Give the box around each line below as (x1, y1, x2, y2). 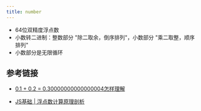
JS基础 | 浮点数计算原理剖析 (14, 98, 85, 106)
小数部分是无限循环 (14, 49, 63, 56)
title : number (6, 8, 42, 15)
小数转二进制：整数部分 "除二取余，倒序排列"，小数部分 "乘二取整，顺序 (14, 34, 195, 41)
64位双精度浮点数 (14, 26, 59, 33)
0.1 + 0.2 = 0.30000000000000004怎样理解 (14, 85, 126, 92)
